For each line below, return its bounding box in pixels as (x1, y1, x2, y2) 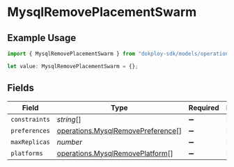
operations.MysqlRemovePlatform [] (56, 148, 173, 158)
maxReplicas (10, 138, 51, 146)
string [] (56, 114, 81, 124)
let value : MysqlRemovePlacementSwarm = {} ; (7, 63, 139, 70)
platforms (10, 149, 43, 157)
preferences (10, 127, 51, 134)
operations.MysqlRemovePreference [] (56, 126, 182, 136)
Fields (7, 82, 35, 94)
